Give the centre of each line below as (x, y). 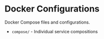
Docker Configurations (52, 9)
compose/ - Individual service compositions (55, 31)
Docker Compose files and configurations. (47, 22)
